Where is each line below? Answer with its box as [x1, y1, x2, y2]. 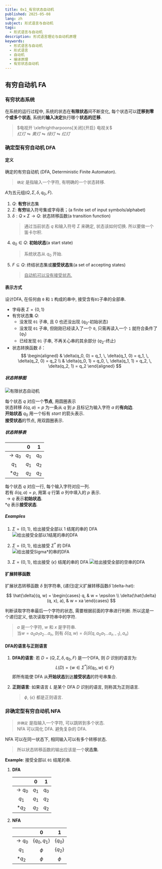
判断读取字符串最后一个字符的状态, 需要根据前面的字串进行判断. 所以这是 [5, 608, 150, 614]
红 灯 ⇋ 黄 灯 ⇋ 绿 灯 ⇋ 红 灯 [16, 131, 71, 137]
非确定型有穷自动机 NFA [5, 708, 61, 715]
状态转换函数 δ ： [12, 345, 46, 351]
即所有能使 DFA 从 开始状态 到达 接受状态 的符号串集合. [12, 674, 118, 680]
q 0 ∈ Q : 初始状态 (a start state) [12, 239, 74, 247]
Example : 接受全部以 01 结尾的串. [5, 757, 72, 763]
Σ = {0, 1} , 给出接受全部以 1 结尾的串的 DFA [12, 526, 98, 532]
